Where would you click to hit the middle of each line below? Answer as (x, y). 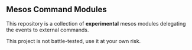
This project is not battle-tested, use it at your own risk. (74, 41)
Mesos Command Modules (57, 10)
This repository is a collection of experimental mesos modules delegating (96, 23)
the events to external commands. (48, 30)
